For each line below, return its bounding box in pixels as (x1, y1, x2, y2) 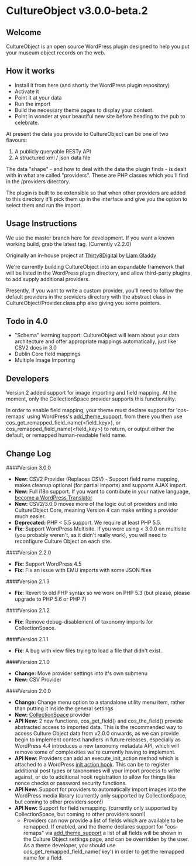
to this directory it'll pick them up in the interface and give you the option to (6, 195, 188, 203)
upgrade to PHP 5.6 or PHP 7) (14, 595, 87, 603)
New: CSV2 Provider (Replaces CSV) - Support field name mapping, (14, 475, 180, 482)
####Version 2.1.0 (6, 659, 50, 666)
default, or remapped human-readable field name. (6, 432, 127, 439)
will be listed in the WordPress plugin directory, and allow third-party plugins (6, 269, 190, 276)
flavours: (6, 136, 27, 143)
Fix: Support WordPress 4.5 (14, 560, 82, 567)
